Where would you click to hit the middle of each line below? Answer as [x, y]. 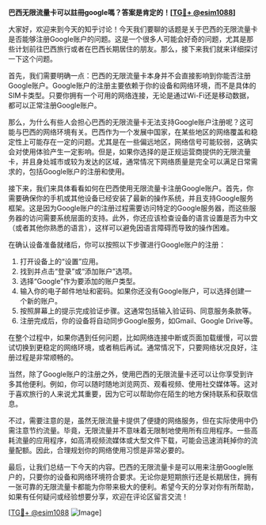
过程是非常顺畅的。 [46, 357]
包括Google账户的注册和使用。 [79, 172]
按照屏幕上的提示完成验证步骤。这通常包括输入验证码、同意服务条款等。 [137, 311]
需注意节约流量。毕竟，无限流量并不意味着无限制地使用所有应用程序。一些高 [133, 431]
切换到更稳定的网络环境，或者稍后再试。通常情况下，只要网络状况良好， [133, 347]
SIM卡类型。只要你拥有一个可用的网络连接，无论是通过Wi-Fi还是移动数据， [131, 95]
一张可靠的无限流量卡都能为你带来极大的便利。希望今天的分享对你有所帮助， [133, 487]
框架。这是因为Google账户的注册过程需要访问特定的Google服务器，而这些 [129, 208]
